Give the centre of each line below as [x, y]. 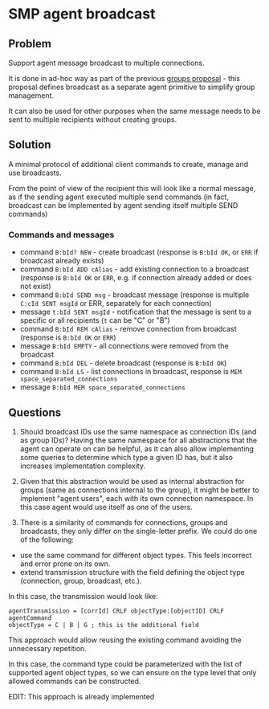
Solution [30, 145]
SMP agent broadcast [82, 14]
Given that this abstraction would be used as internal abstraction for [132, 481]
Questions [35, 412]
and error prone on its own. [65, 564]
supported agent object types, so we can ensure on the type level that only [132, 672]
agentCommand [30, 618]
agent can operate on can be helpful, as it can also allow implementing [137, 448]
